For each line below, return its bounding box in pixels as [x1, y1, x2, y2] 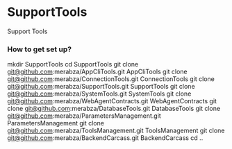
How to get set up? [7, 44, 72, 54]
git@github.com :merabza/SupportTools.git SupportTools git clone [7, 82, 196, 91]
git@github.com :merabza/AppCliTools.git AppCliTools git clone [7, 67, 188, 76]
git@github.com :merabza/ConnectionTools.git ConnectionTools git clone [7, 75, 215, 83]
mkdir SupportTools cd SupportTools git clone [7, 60, 139, 69]
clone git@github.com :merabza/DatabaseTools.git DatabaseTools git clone [7, 105, 221, 113]
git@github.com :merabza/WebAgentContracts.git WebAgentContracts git [7, 97, 217, 105]
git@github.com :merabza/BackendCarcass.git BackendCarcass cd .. [7, 134, 204, 142]
